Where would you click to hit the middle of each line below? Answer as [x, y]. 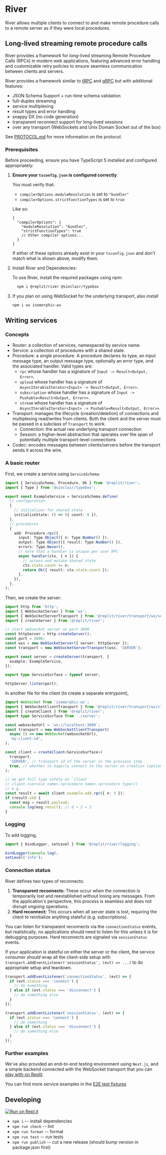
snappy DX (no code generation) [45, 117]
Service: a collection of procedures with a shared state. [68, 351]
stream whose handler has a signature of [61, 403]
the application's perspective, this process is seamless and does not [82, 901]
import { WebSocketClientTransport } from [49, 707]
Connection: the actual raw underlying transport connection [81, 429]
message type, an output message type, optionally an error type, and [83, 361]
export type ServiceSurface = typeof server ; [53, 675]
